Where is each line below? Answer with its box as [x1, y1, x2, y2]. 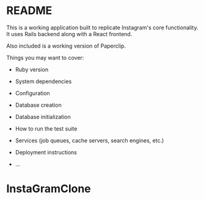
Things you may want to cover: [6, 54, 84, 61]
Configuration [15, 89, 50, 96]
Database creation [15, 101, 62, 109]
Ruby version [15, 65, 49, 73]
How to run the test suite [15, 125, 78, 132]
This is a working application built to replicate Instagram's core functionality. [6, 24, 199, 31]
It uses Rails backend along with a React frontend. [6, 30, 133, 37]
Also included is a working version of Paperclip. [6, 42, 126, 49]
